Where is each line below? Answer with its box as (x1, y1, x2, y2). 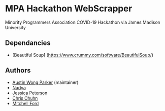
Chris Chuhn (12, 95, 38, 101)
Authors (5, 66, 31, 74)
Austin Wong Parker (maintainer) (12, 79, 79, 85)
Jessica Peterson (12, 90, 48, 96)
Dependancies (5, 39, 51, 47)
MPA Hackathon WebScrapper (5, 3, 132, 14)
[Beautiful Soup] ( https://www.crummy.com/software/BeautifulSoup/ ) (12, 52, 154, 58)
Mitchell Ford (12, 100, 39, 106)
